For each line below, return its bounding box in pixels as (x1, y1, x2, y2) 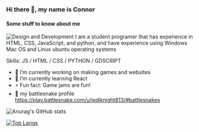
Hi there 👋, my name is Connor (6, 5, 96, 14)
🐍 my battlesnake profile (14, 90, 75, 97)
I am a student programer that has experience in (75, 33, 193, 40)
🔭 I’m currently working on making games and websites (14, 69, 151, 76)
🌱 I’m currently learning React (14, 75, 88, 82)
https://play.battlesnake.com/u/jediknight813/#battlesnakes (14, 96, 160, 104)
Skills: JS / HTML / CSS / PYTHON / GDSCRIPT (6, 57, 121, 65)
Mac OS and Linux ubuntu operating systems (6, 46, 117, 53)
